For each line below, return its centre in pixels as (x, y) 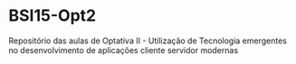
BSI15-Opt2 (53, 16)
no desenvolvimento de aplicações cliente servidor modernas (124, 50)
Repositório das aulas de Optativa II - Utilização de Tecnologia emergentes (148, 41)
